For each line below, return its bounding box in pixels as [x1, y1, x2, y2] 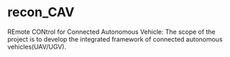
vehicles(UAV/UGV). [7, 42, 66, 51]
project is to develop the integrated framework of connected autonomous [7, 34, 223, 43]
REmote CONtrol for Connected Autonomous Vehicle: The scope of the [7, 27, 216, 36]
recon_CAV [7, 4, 75, 20]
